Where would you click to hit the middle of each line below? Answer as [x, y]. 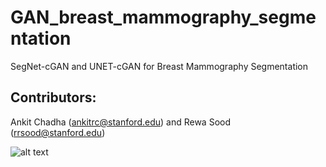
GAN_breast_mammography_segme [163, 17]
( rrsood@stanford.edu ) [58, 132]
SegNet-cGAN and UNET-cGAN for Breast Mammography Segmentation [159, 66]
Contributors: [53, 97]
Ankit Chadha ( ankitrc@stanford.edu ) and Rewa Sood [120, 122]
